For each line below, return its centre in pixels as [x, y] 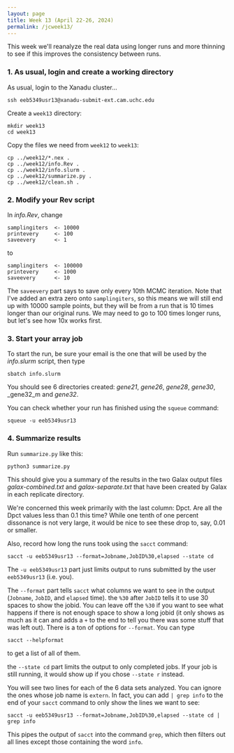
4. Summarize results [44, 439]
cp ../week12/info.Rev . [43, 164]
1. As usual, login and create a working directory [90, 72]
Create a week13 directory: [45, 113]
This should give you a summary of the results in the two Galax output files [115, 479]
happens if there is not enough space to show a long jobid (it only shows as [116, 613]
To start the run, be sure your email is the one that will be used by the [107, 354]
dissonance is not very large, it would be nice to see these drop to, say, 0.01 [116, 522]
